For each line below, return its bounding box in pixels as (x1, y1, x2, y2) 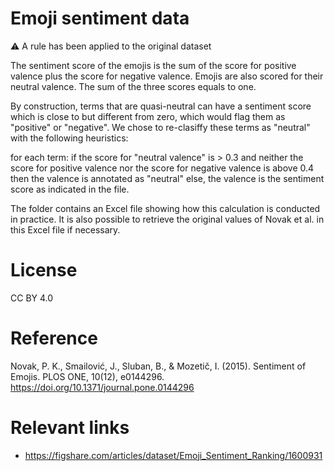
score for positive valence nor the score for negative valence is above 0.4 (10, 162, 315, 174)
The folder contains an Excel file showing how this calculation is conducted (10, 202, 321, 214)
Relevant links (10, 417, 130, 439)
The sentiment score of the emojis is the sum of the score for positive (10, 59, 297, 71)
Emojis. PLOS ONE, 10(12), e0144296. (10, 370, 165, 382)
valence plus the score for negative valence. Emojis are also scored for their (10, 70, 324, 82)
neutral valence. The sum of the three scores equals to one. (10, 80, 257, 92)
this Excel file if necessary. (10, 223, 121, 236)
